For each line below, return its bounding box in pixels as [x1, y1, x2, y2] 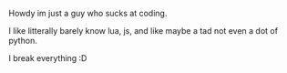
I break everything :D [8, 53, 87, 63]
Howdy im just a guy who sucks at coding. [8, 8, 168, 18]
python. [8, 36, 37, 46]
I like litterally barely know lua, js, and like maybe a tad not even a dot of [8, 26, 279, 36]
